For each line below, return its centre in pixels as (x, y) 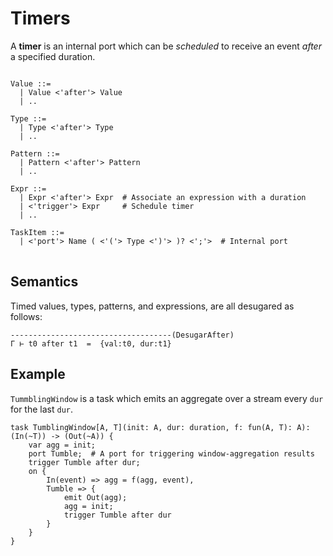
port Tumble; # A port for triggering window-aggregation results (171, 453)
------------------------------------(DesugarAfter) (122, 335)
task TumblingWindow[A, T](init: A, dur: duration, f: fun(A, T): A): (160, 427)
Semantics (44, 282)
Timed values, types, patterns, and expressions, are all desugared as (152, 306)
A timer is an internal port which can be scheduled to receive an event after (166, 46)
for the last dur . (42, 409)
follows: (26, 316)
